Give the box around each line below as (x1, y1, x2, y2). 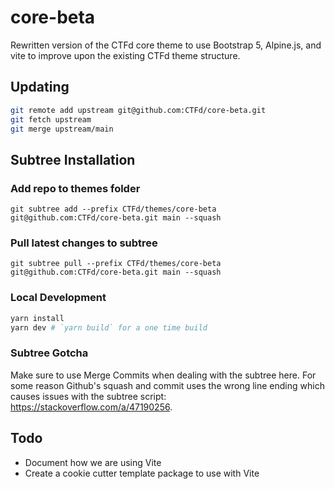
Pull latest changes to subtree (10, 236, 158, 250)
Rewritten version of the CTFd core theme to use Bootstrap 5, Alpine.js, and (10, 39, 322, 51)
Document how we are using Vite (24, 456, 162, 468)
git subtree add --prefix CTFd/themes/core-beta (10, 204, 217, 215)
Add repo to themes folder (10, 181, 141, 195)
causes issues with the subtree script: (10, 390, 167, 402)
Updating (10, 79, 70, 96)
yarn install (10, 313, 65, 323)
